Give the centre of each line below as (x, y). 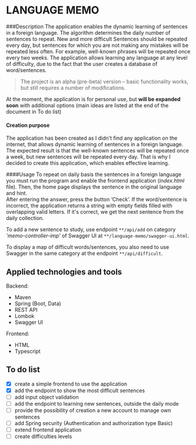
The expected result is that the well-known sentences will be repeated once (97, 151)
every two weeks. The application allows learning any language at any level (97, 58)
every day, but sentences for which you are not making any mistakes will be (97, 45)
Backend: (18, 286)
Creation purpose (28, 125)
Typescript (27, 351)
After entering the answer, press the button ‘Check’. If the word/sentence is (97, 200)
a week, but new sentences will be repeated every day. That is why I (88, 157)
